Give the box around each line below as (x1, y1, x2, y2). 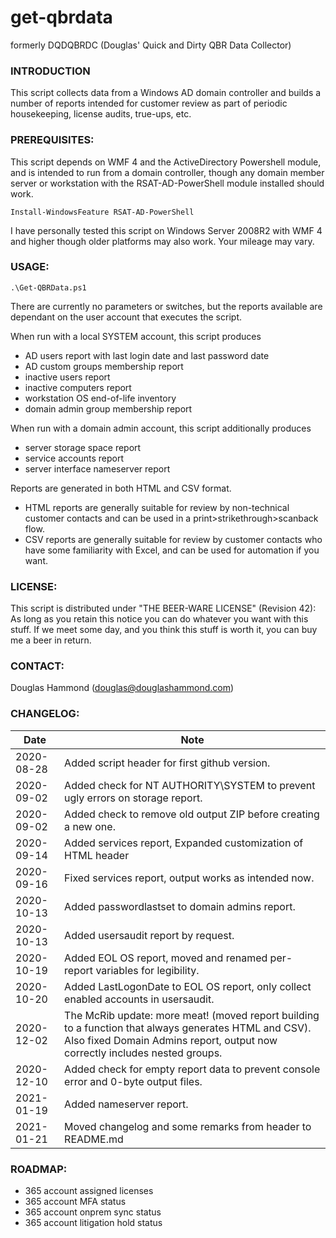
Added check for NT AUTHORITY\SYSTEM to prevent (64, 778, 316, 792)
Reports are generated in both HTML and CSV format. (10, 482, 232, 494)
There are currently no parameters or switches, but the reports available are (10, 300, 323, 312)
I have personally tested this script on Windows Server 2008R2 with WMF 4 (10, 224, 323, 236)
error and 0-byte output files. (64, 1074, 203, 1088)
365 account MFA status (24, 1196, 127, 1208)
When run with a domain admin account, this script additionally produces (10, 422, 312, 434)
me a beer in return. (10, 634, 92, 646)
